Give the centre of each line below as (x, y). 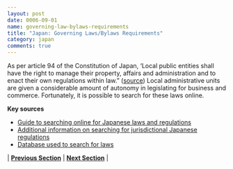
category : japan (31, 40)
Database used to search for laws (65, 144)
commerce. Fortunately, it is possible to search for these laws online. (106, 95)
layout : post (26, 14)
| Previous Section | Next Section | (58, 158)
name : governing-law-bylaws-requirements (68, 26)
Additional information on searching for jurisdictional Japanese (107, 130)
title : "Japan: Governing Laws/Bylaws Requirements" (85, 33)
